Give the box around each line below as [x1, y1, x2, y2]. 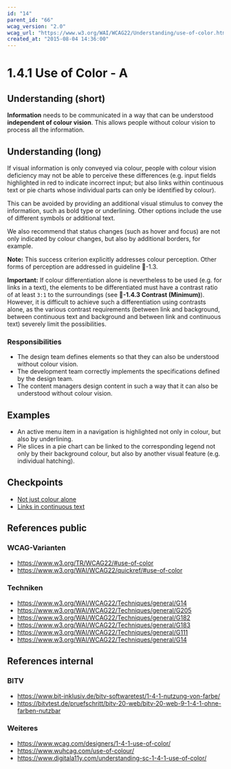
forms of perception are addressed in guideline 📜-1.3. [7, 263, 158, 271]
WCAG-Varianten [7, 543, 67, 553]
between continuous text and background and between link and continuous [7, 312, 221, 320]
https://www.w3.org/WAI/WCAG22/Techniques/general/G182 [16, 613, 191, 622]
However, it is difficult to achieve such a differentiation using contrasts [7, 298, 206, 306]
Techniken [7, 583, 43, 593]
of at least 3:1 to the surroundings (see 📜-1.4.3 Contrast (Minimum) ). [7, 290, 205, 298]
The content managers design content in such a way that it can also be [16, 382, 219, 390]
